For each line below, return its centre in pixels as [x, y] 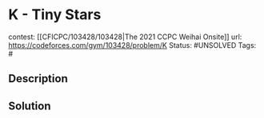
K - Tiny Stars [55, 15]
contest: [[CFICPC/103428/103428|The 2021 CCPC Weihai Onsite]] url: [125, 37]
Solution [30, 106]
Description [38, 79]
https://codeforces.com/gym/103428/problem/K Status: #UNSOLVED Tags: [132, 45]
